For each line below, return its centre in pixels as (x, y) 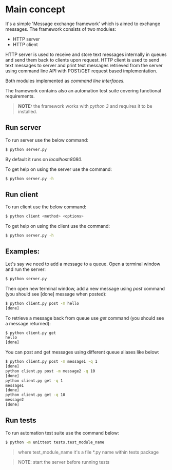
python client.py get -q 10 (35, 395)
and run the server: (26, 269)
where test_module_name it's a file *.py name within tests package (88, 452)
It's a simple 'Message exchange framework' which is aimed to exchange (83, 24)
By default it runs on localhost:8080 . (44, 159)
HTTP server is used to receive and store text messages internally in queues (86, 54)
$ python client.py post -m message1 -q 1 (51, 362)
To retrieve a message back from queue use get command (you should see (85, 318)
